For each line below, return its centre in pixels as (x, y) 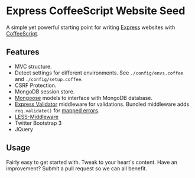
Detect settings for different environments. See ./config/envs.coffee (99, 73)
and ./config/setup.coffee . (48, 79)
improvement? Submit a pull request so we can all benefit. (77, 168)
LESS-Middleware (37, 116)
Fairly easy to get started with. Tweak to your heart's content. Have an (92, 162)
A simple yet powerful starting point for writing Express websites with (91, 27)
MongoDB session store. (45, 91)
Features (23, 52)
